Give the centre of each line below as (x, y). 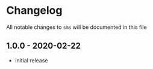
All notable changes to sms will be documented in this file (76, 27)
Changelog (34, 10)
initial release (31, 60)
